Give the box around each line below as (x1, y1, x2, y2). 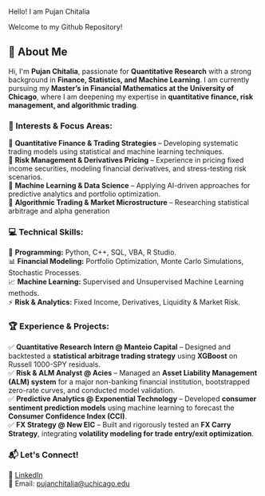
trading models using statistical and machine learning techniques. (8, 147, 225, 156)
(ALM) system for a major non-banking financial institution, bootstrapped (8, 376, 250, 386)
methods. (8, 289, 40, 298)
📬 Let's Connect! (8, 449, 79, 460)
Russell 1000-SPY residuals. (8, 359, 101, 369)
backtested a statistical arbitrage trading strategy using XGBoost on (8, 351, 238, 360)
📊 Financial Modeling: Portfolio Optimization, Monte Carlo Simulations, (8, 257, 244, 266)
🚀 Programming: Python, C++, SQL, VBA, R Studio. (8, 247, 177, 258)
